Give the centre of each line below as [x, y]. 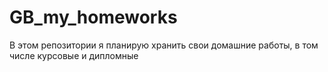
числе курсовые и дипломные [74, 55]
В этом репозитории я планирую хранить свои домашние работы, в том [164, 45]
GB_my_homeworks [93, 17]
